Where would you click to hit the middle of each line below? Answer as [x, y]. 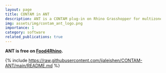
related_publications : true [34, 37]
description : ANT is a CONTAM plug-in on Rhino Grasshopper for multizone [84, 19]
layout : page [19, 10]
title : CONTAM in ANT [27, 14]
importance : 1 [20, 28]
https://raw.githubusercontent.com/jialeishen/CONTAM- [85, 60]
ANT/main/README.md [29, 65]
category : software [25, 32]
